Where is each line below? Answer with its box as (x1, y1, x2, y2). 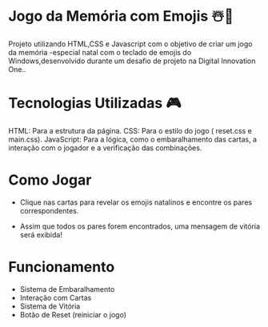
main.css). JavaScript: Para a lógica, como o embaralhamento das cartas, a (8, 134, 258, 144)
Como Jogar (8, 171, 92, 189)
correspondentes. (19, 205, 79, 215)
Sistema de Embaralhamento (19, 284, 115, 293)
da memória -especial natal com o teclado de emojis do (8, 47, 192, 57)
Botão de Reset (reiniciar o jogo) (19, 309, 126, 319)
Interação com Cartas (19, 293, 92, 302)
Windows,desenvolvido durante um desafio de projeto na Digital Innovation (8, 56, 256, 66)
